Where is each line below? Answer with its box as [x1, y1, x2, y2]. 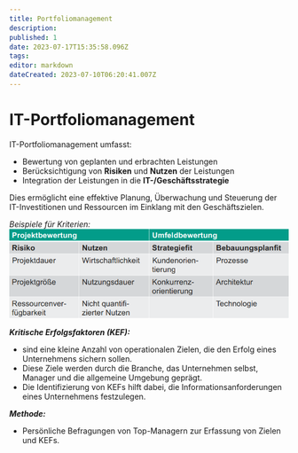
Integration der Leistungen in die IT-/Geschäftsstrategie [21, 175, 230, 185]
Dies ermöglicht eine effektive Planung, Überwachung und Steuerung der [9, 191, 278, 203]
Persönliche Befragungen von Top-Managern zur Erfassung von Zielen [21, 426, 281, 436]
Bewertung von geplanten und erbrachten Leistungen [21, 156, 218, 167]
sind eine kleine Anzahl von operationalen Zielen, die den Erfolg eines [21, 344, 277, 355]
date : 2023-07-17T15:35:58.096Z [9, 43, 129, 51]
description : [9, 23, 58, 33]
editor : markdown [9, 61, 74, 70]
